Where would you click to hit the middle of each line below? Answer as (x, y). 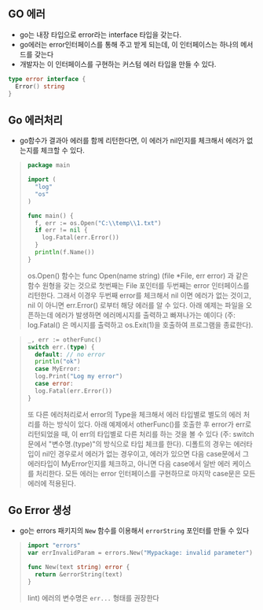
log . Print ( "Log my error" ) (79, 376)
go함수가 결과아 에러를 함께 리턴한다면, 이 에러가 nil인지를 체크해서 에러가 (132, 141)
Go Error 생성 (40, 510)
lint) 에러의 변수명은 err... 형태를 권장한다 (93, 597)
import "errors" (54, 545)
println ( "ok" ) (58, 362)
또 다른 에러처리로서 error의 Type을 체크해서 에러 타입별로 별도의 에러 (134, 414)
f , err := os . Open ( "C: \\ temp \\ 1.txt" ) (98, 223)
